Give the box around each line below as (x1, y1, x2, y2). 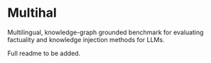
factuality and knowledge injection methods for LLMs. (7, 35, 165, 43)
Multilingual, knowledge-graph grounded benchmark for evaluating (7, 28, 204, 36)
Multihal (7, 5, 57, 21)
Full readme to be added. (7, 49, 81, 57)
